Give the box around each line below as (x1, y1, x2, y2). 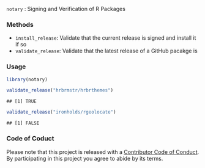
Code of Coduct (6, 134, 54, 143)
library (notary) (6, 76, 48, 82)
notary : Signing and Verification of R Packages (6, 5, 125, 12)
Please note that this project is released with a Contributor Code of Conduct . (6, 148, 199, 155)
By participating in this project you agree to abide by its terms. (6, 155, 163, 162)
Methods (6, 20, 34, 29)
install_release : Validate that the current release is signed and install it (15, 34, 196, 42)
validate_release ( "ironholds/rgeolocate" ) (6, 109, 116, 115)
